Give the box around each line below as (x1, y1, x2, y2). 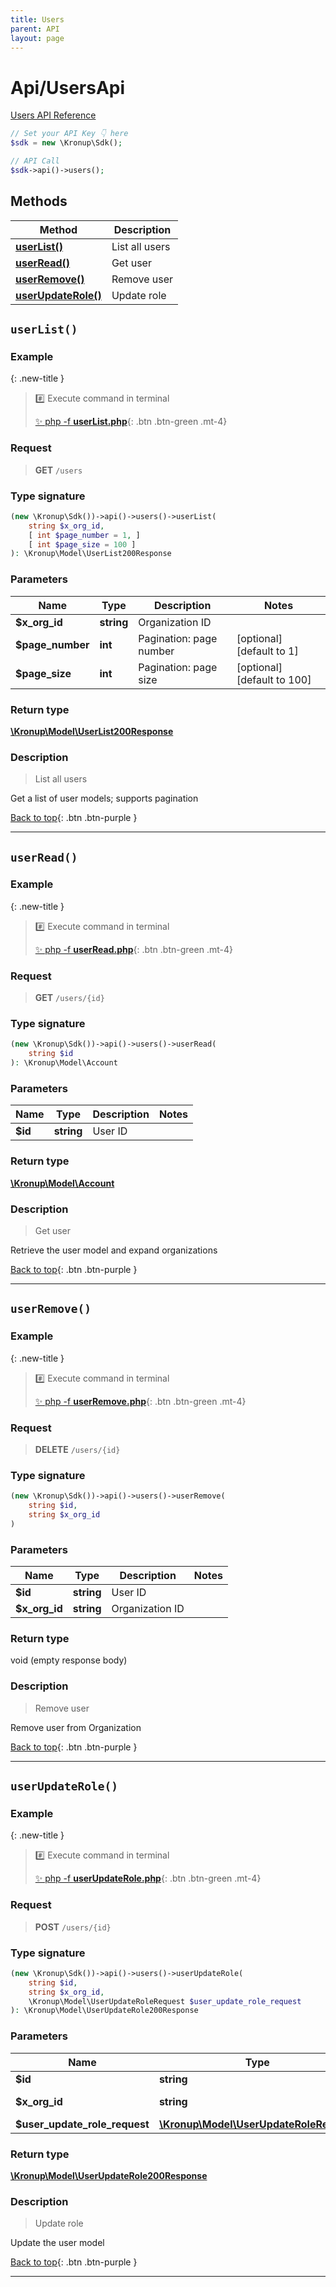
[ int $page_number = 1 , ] (28, 530, 141, 540)
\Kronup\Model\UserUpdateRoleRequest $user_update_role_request (28, 1996, 302, 2006)
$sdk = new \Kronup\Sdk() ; (10, 138, 123, 148)
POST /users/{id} (34, 1921, 112, 1933)
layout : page (10, 33, 65, 43)
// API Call (10, 156, 60, 166)
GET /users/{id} (34, 992, 105, 1004)
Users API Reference (10, 109, 97, 121)
